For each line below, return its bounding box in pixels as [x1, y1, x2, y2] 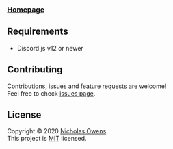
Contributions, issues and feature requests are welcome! [7, 82, 167, 90]
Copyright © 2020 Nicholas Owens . [7, 127, 108, 135]
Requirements [7, 26, 68, 38]
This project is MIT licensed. [7, 135, 87, 143]
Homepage [7, 5, 44, 14]
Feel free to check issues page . [7, 89, 96, 97]
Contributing [7, 64, 63, 76]
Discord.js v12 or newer [16, 44, 83, 52]
